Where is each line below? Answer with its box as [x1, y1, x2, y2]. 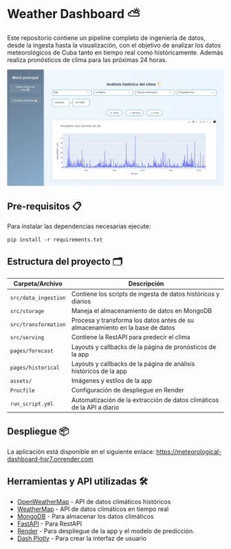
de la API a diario [71, 403, 120, 411]
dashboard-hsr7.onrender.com [7, 455, 94, 463]
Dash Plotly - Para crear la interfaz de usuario [16, 534, 146, 542]
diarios [71, 297, 91, 305]
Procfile [10, 388, 36, 395]
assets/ [10, 378, 32, 385]
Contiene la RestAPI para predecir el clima [71, 333, 190, 341]
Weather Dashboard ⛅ [7, 6, 141, 22]
